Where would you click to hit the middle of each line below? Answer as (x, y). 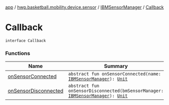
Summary (116, 66)
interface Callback (26, 40)
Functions (18, 53)
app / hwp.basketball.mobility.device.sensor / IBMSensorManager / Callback (84, 7)
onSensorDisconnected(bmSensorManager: (116, 91)
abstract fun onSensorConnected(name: (115, 74)
